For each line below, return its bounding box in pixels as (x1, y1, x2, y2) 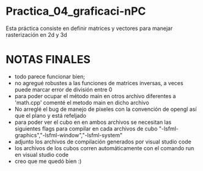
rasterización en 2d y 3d (6, 31, 67, 38)
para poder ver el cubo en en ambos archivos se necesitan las (14, 118, 172, 126)
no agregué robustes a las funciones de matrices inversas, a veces (14, 79, 184, 86)
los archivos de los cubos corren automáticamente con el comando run (14, 144, 194, 151)
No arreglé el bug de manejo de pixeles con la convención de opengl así (14, 105, 197, 113)
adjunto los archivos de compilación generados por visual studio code (14, 138, 192, 145)
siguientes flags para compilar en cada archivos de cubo (14, 124, 158, 132)
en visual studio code (14, 151, 68, 158)
